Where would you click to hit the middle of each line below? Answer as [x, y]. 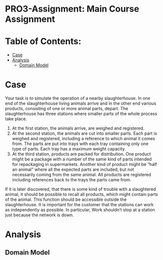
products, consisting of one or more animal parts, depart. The [67, 109]
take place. [16, 119]
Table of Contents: [43, 41]
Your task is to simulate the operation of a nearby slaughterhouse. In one [78, 98]
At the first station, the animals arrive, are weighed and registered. [78, 128]
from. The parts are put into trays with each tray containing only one [80, 144]
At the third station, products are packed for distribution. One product [81, 154]
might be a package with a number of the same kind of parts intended [82, 159]
